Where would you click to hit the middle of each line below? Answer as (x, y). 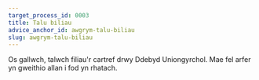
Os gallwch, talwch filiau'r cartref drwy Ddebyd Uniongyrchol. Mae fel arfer (129, 60)
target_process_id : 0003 (49, 15)
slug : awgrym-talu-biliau (50, 37)
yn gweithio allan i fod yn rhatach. (63, 68)
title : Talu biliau (40, 23)
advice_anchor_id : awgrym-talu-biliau (71, 30)
